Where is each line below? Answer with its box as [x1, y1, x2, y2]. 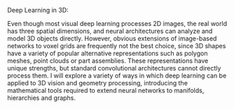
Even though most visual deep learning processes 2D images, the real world [7, 20, 228, 27]
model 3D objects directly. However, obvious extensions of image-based [7, 34, 217, 43]
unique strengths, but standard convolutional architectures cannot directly [7, 64, 221, 72]
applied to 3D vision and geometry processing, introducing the [7, 79, 188, 87]
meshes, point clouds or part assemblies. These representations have [7, 57, 209, 65]
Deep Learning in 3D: [7, 6, 69, 14]
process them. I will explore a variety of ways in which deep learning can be [7, 71, 227, 80]
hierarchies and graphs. [7, 94, 76, 102]
